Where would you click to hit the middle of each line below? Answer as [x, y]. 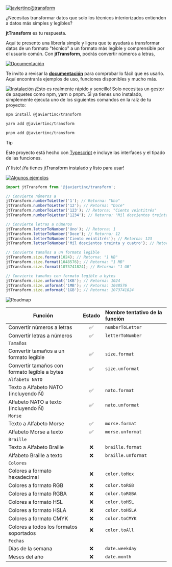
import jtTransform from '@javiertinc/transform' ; [61, 187]
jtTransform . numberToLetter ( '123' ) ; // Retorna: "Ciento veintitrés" [81, 211]
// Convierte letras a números [39, 224]
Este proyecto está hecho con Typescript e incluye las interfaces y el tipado [85, 152]
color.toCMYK [121, 519]
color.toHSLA [121, 510]
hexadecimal [24, 477]
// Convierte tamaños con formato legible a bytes [61, 276]
